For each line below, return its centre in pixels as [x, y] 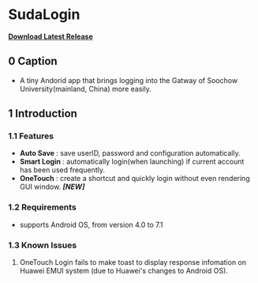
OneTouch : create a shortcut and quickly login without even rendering [135, 179]
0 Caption [33, 61]
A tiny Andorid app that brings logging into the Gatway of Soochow [129, 80]
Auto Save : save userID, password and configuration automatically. [130, 153]
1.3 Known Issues [43, 245]
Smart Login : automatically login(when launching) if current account [132, 162]
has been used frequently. [62, 170]
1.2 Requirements [42, 207]
